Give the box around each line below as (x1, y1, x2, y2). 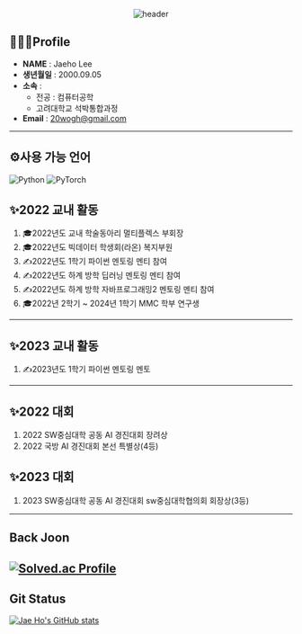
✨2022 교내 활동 (9, 202, 99, 218)
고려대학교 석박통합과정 (35, 103, 119, 113)
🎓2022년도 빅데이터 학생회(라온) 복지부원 (22, 242, 173, 253)
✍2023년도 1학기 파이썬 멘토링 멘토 (22, 364, 151, 375)
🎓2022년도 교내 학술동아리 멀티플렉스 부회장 (22, 228, 184, 238)
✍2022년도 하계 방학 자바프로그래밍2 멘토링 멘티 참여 (22, 284, 215, 295)
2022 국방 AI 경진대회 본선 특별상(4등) (22, 441, 159, 451)
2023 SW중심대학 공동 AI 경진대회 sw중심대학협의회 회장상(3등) (22, 495, 250, 505)
